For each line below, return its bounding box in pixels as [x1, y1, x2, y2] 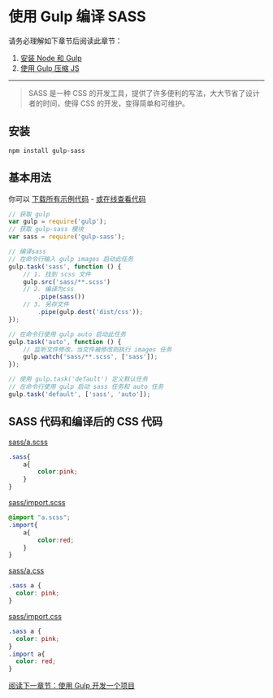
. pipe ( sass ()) [37, 293, 85, 301]
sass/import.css [8, 611, 63, 621]
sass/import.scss [8, 498, 66, 507]
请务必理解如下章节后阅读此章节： [8, 36, 123, 46]
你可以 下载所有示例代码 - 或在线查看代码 [8, 194, 146, 203]
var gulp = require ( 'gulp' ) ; [8, 217, 107, 226]
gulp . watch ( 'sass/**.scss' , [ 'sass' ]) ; [23, 353, 158, 361]
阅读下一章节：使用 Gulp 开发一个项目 [8, 681, 136, 691]
